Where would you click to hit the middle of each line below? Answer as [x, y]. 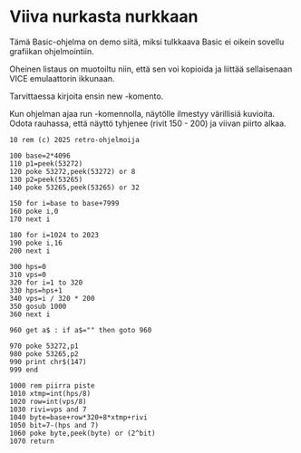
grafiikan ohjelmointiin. [52, 51]
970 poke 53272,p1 [44, 346]
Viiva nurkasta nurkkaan [104, 17]
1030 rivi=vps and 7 [49, 410]
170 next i [30, 219]
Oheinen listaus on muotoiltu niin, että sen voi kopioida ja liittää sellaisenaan [151, 69]
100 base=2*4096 [40, 156]
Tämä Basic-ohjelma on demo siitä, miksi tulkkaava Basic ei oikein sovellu [147, 42]
